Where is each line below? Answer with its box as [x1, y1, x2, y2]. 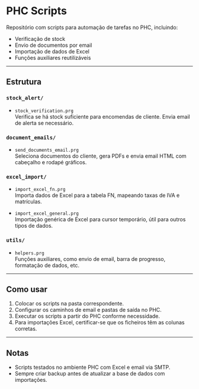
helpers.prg [14, 250, 44, 256]
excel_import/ [6, 173, 47, 180]
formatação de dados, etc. [14, 262, 80, 269]
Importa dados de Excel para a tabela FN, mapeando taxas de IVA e [14, 192, 180, 199]
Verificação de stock [14, 35, 66, 42]
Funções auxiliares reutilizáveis [14, 54, 91, 61]
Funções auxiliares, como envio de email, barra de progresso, [14, 255, 166, 262]
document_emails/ [6, 134, 56, 141]
